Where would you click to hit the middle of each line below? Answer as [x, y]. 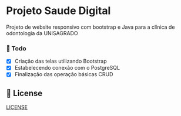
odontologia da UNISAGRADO [42, 33]
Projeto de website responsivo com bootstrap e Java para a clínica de [90, 27]
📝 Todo [16, 48]
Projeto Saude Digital [58, 11]
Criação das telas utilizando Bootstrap [61, 61]
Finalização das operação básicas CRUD [64, 74]
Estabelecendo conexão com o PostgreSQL [67, 68]
